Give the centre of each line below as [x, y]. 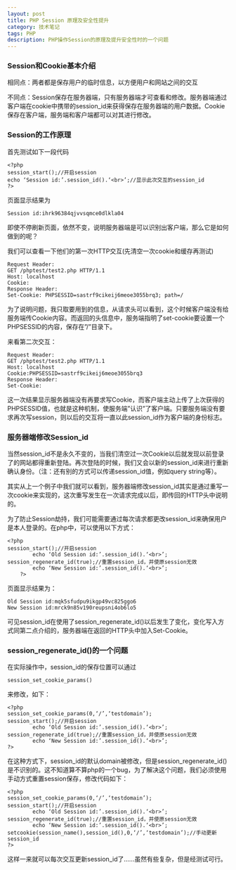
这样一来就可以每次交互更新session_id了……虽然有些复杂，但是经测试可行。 [117, 859]
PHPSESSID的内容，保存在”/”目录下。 [61, 326]
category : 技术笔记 [34, 27]
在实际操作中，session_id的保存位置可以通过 [72, 667]
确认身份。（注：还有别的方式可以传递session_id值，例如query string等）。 [114, 471]
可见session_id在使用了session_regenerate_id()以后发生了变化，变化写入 [113, 622]
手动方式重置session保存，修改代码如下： [68, 779]
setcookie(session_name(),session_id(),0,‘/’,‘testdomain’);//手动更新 [112, 833]
